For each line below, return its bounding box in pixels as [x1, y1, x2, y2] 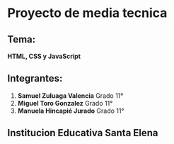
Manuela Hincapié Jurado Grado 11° [17, 106, 124, 115]
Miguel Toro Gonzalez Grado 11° [17, 99, 113, 107]
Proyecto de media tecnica [7, 5, 168, 21]
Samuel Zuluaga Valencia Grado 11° [17, 91, 124, 100]
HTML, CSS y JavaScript [7, 52, 81, 60]
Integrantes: [7, 72, 63, 84]
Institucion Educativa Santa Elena [7, 127, 158, 139]
